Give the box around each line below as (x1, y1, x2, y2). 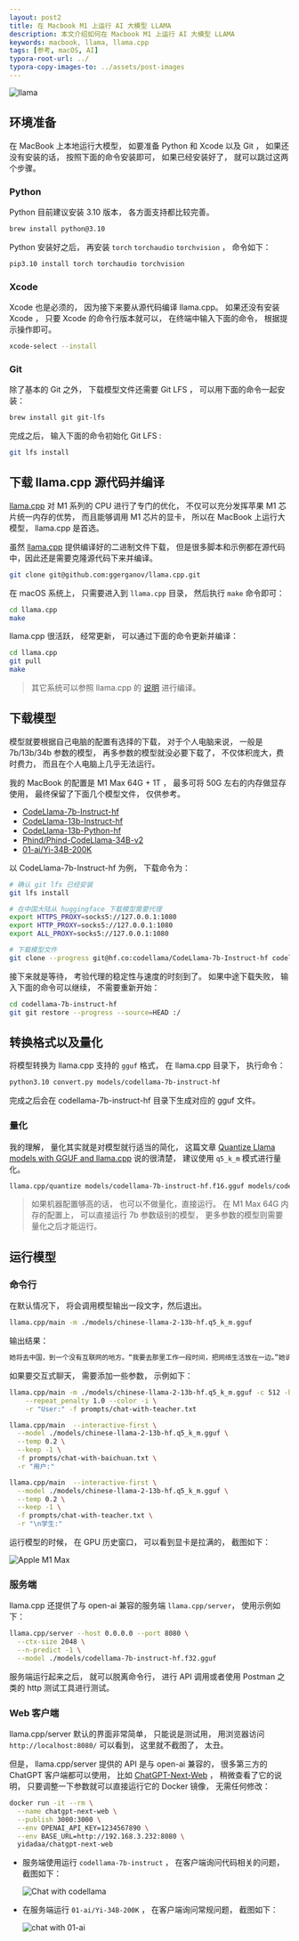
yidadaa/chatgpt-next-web (17, 1840, 114, 1849)
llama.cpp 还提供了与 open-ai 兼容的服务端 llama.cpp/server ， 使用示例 (9, 1600, 273, 1611)
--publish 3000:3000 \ (17, 1815, 101, 1824)
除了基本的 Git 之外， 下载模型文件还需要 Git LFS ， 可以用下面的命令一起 (9, 384, 278, 395)
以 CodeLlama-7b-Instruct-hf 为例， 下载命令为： (9, 862, 191, 873)
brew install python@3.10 (9, 224, 105, 233)
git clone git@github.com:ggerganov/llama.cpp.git (9, 570, 201, 579)
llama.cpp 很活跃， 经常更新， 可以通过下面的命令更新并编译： (9, 631, 238, 642)
